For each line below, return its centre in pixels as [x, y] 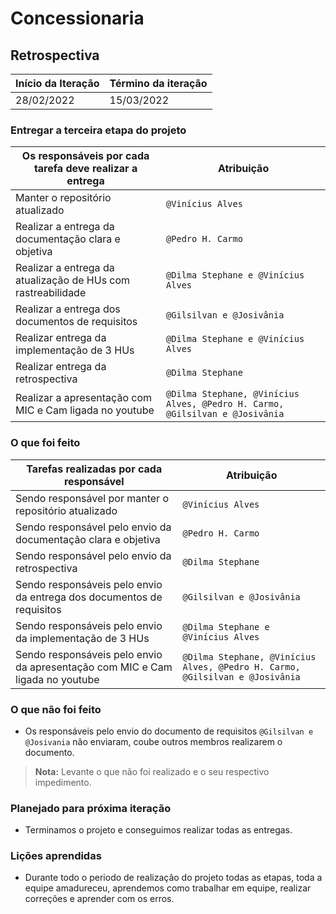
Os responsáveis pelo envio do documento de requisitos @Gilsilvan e [169, 731]
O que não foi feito [56, 709]
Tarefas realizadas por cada [94, 469]
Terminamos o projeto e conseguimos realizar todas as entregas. [158, 830]
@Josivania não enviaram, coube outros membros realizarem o [153, 741]
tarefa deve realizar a [85, 169]
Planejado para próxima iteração [91, 808]
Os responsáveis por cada [85, 156]
